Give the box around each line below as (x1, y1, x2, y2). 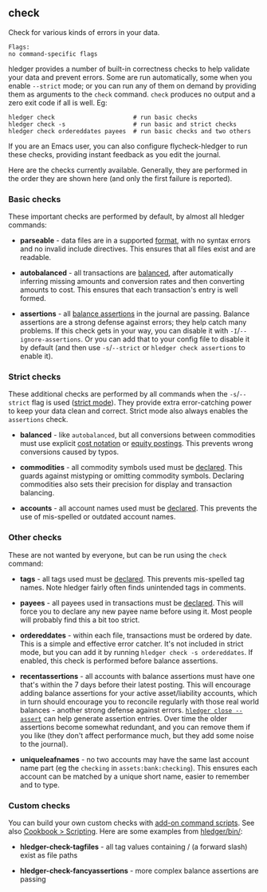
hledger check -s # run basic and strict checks (8, 120, 238, 128)
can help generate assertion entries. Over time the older (43, 713, 228, 723)
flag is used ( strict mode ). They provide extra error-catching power (31, 398, 253, 408)
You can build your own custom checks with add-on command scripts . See (8, 818, 255, 827)
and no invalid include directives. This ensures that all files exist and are (19, 244, 257, 254)
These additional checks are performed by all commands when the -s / (8, 389, 240, 399)
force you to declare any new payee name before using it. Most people (19, 606, 253, 616)
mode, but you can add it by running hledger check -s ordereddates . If (19, 647, 253, 657)
